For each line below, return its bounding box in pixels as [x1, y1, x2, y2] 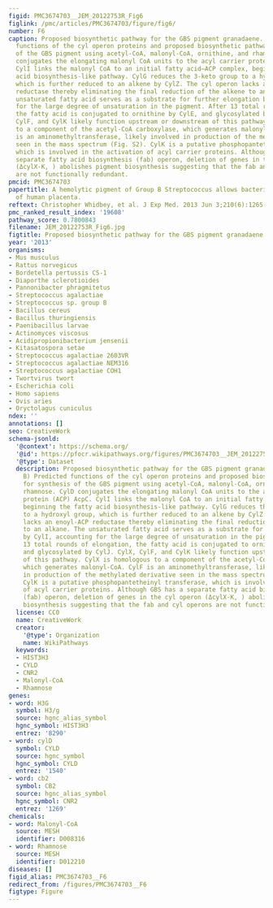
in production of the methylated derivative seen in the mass [23, 570, 238, 579]
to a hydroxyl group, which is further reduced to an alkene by [23, 510, 245, 518]
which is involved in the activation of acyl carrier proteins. [15, 148, 238, 156]
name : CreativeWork [15, 616, 82, 624]
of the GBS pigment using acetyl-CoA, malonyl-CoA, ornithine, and [15, 50, 249, 58]
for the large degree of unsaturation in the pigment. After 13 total [15, 102, 260, 110]
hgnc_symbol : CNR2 [15, 797, 79, 805]
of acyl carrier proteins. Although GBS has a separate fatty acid [23, 586, 256, 594]
